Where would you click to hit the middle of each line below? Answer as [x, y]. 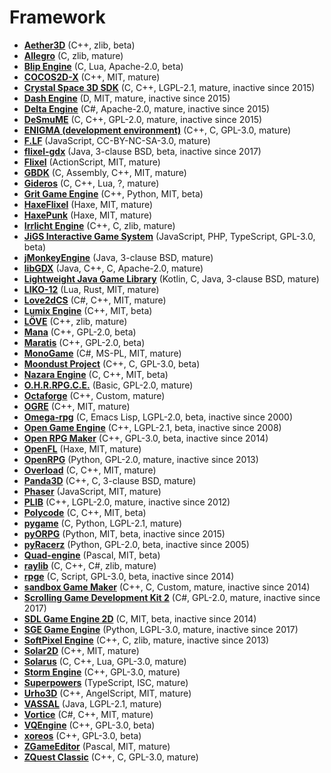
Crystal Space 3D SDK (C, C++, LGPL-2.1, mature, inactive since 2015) [169, 87]
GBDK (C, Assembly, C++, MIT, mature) [105, 172]
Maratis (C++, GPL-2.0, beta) [84, 342]
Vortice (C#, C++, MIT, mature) [88, 714]
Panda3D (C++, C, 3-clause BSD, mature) [110, 480]
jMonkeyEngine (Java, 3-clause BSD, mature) [118, 257]
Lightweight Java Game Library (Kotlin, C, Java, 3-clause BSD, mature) [171, 278]
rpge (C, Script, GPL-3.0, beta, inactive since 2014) [129, 576]
